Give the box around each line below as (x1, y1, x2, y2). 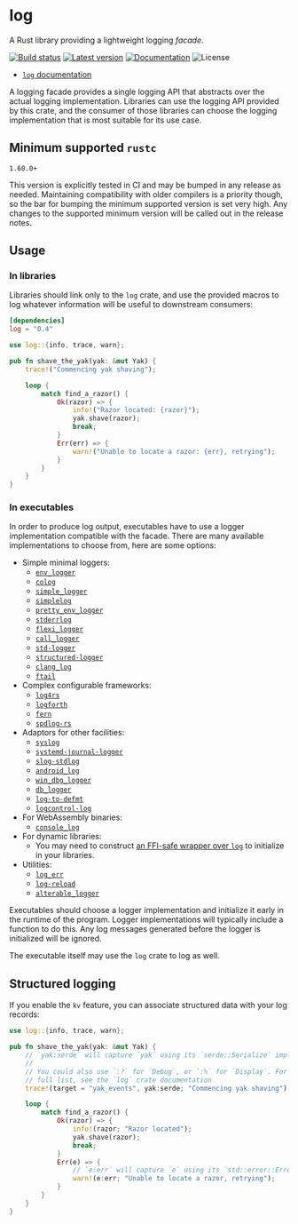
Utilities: (21, 859, 52, 870)
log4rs (35, 691, 60, 700)
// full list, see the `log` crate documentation (25, 1076, 213, 1085)
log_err (35, 870, 64, 879)
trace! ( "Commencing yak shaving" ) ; (25, 365, 157, 374)
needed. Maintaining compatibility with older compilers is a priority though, (9, 188, 284, 200)
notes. (9, 217, 33, 227)
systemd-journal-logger (35, 748, 124, 757)
